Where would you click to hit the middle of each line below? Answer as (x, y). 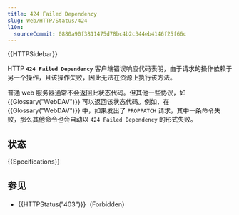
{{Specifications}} (34, 162)
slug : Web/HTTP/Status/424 (47, 21)
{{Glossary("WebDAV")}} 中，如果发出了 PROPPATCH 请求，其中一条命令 (111, 110)
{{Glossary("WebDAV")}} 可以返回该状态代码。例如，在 (88, 102)
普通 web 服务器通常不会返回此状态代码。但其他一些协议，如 (97, 93)
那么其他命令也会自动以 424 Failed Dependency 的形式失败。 (108, 120)
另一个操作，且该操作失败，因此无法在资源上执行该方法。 (92, 78)
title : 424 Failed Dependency (52, 14)
